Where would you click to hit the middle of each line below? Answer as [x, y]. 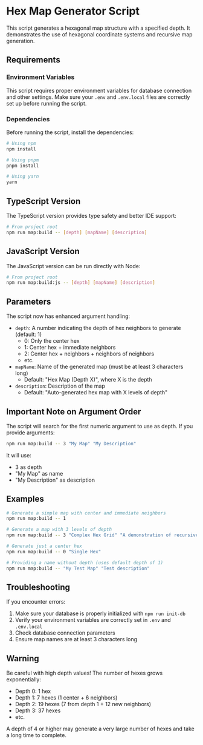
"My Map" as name [39, 473]
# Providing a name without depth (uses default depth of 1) [85, 562]
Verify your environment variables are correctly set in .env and [93, 620]
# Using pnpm [23, 160]
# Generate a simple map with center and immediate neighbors [86, 513]
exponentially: [24, 679]
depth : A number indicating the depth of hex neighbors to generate [98, 328]
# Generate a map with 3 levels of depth [59, 530]
